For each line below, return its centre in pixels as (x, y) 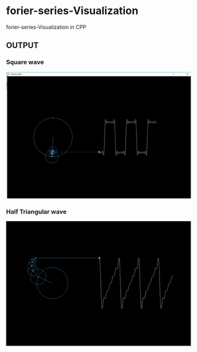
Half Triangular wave (36, 211)
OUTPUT (23, 45)
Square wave (25, 62)
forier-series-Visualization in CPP (46, 27)
